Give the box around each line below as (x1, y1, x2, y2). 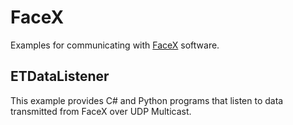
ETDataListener (10, 68, 110, 85)
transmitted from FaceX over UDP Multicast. (10, 105, 192, 117)
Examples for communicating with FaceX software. (10, 39, 220, 51)
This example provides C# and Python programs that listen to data (10, 94, 284, 106)
